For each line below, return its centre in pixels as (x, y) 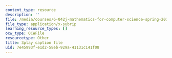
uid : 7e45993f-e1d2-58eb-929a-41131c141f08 (52, 47)
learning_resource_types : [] (36, 29)
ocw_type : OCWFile (25, 33)
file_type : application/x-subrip (41, 24)
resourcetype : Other (27, 38)
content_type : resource (31, 10)
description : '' (23, 15)
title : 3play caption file (34, 43)
